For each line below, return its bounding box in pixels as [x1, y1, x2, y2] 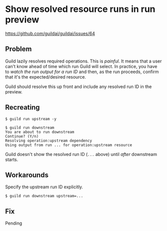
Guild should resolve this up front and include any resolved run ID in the [5, 83, 152, 89]
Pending [5, 220, 22, 227]
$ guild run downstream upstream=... [5, 194, 83, 199]
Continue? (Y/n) [5, 134, 39, 139]
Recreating [5, 103, 40, 112]
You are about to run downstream [5, 129, 75, 135]
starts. [5, 156, 18, 162]
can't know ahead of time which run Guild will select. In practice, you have [5, 63, 158, 69]
